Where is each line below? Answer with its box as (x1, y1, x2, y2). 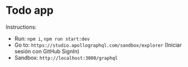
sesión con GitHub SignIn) (14, 47, 80, 54)
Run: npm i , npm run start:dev (14, 35, 90, 42)
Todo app (5, 4, 54, 17)
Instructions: (5, 23, 37, 31)
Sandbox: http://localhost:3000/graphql (14, 54, 118, 61)
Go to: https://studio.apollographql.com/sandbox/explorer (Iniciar (14, 41, 182, 48)
